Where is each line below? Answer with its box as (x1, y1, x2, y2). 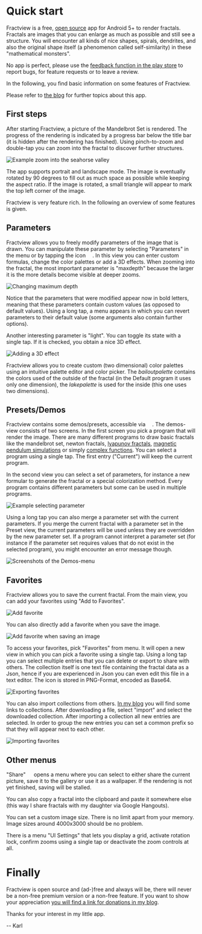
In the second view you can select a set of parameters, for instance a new (6, 471, 190, 478)
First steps (6, 109, 47, 119)
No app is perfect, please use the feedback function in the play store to (6, 62, 183, 69)
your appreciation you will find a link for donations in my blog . (6, 898, 160, 906)
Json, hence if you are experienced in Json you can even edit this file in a (6, 670, 189, 678)
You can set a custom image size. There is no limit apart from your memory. (6, 814, 194, 820)
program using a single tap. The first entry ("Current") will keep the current (6, 453, 193, 460)
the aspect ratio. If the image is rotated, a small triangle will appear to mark (6, 180, 192, 188)
